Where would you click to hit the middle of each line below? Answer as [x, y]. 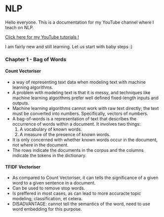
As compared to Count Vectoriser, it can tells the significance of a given [85, 178]
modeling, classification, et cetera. [47, 199]
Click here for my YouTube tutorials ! [42, 37]
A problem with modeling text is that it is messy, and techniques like [81, 93]
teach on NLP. [20, 27]
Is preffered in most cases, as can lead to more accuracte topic [77, 193]
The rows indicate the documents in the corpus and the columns [78, 150]
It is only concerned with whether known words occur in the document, [85, 140]
